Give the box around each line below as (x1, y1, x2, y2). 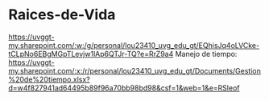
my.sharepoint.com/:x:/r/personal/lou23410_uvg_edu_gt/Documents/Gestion (8, 66, 262, 75)
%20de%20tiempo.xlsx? (8, 74, 90, 84)
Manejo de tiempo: (175, 49, 238, 58)
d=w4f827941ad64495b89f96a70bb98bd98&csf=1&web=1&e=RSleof (8, 82, 240, 93)
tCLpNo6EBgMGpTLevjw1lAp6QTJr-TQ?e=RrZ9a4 (8, 49, 174, 58)
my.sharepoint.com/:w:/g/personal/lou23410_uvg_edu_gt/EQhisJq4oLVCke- (8, 40, 260, 50)
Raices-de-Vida (8, 6, 116, 24)
